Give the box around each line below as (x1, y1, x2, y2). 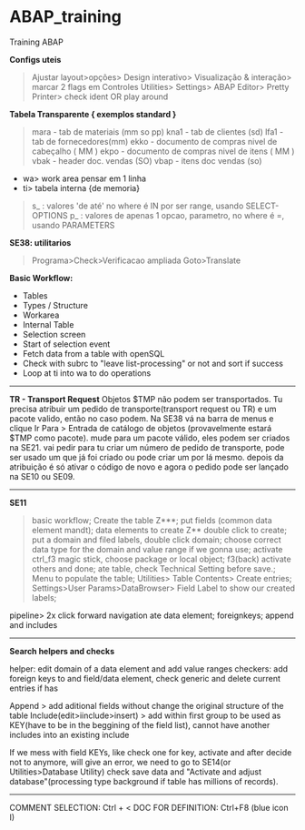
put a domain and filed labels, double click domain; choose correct (31, 534, 281, 545)
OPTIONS (31, 209, 68, 220)
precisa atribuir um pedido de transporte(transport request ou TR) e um (9, 403, 277, 414)
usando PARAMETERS (31, 219, 115, 230)
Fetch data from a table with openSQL (22, 348, 165, 359)
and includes (9, 619, 58, 630)
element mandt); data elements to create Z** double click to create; (31, 524, 288, 535)
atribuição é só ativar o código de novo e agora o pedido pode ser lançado (9, 461, 289, 472)
